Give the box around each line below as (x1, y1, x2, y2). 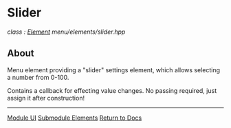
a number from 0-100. (7, 73, 69, 81)
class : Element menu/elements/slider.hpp (7, 28, 126, 36)
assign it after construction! (7, 94, 85, 102)
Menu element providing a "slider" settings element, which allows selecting (7, 65, 221, 74)
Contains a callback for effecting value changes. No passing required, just (7, 86, 217, 94)
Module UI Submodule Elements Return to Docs (7, 114, 142, 122)
